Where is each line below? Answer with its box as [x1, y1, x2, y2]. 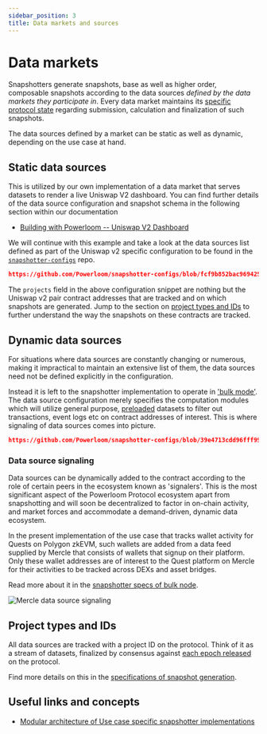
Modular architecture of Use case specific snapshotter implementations [19, 716, 255, 726]
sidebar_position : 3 [8, 11, 77, 20]
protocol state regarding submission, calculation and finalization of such [8, 105, 245, 115]
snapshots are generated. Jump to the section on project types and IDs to [8, 302, 250, 312]
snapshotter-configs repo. [8, 255, 95, 265]
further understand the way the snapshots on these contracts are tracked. [8, 310, 251, 320]
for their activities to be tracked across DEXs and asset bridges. [8, 565, 217, 575]
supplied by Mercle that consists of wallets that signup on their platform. [8, 548, 245, 558]
